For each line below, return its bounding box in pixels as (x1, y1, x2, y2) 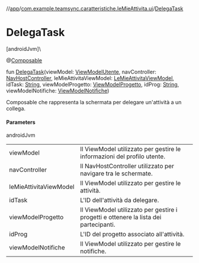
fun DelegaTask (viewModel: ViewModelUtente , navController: (6, 68, 157, 75)
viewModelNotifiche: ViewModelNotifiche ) (6, 87, 110, 94)
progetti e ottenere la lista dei (79, 213, 162, 222)
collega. (6, 105, 25, 112)
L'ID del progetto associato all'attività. (79, 230, 185, 239)
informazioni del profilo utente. (79, 152, 166, 161)
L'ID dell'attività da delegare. (79, 196, 159, 204)
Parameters (6, 118, 36, 126)
